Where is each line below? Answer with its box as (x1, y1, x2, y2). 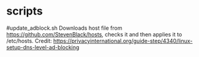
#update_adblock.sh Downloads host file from (6, 24, 122, 32)
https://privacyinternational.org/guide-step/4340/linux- (53, 37, 193, 44)
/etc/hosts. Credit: (6, 37, 52, 44)
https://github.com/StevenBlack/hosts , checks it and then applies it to (6, 30, 182, 38)
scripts (6, 4, 43, 18)
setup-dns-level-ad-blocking (6, 44, 80, 51)
